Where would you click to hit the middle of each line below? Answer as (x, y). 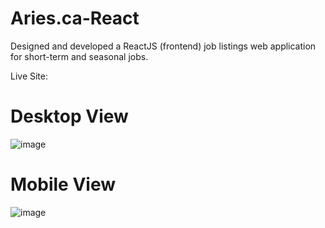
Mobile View (63, 184)
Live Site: (29, 76)
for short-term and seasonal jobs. (79, 56)
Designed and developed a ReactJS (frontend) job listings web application (163, 46)
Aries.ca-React (75, 18)
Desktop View (69, 116)
